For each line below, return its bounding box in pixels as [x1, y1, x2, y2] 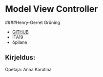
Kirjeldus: [5, 54, 36, 62]
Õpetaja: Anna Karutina [5, 66, 52, 72]
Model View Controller [5, 3, 98, 15]
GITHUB [12, 29, 29, 35]
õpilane [12, 39, 27, 45]
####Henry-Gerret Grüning [5, 19, 60, 25]
